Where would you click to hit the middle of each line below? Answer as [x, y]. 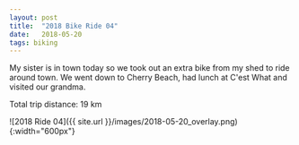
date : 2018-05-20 [46, 34]
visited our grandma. [48, 87]
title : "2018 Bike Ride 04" [64, 26]
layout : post [34, 17]
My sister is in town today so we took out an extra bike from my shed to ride [149, 68]
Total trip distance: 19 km [56, 105]
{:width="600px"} [43, 132]
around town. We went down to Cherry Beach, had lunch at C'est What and [148, 78]
